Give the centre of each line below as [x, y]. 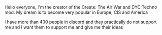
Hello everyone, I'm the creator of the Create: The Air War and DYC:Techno [81, 7]
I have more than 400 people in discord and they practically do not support [81, 22]
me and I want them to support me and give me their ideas [64, 27]
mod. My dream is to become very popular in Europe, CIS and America [76, 12]
